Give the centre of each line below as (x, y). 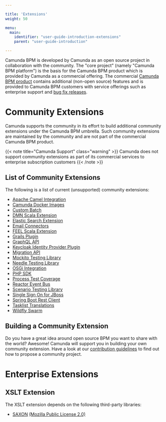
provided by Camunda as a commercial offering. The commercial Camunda (82, 76)
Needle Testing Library (36, 263)
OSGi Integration (29, 268)
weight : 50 (16, 19)
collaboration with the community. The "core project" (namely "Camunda (80, 66)
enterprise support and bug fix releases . (46, 92)
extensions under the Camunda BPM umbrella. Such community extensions (83, 131)
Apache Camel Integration (39, 199)
